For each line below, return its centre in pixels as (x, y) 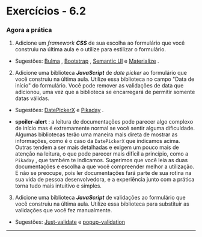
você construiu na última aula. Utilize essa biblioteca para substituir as (102, 204)
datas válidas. (32, 98)
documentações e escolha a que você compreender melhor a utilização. (104, 166)
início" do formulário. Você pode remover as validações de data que (99, 86)
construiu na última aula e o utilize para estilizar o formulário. (90, 49)
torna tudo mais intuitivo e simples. (58, 186)
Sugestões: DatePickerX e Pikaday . (59, 110)
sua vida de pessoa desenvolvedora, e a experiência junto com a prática (105, 180)
